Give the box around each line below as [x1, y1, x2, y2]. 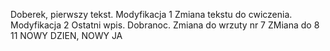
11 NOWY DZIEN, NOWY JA [10, 30, 123, 41]
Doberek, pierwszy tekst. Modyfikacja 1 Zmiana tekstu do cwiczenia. [10, 9, 293, 20]
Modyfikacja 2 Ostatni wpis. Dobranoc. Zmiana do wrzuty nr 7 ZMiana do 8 [10, 19, 320, 31]
